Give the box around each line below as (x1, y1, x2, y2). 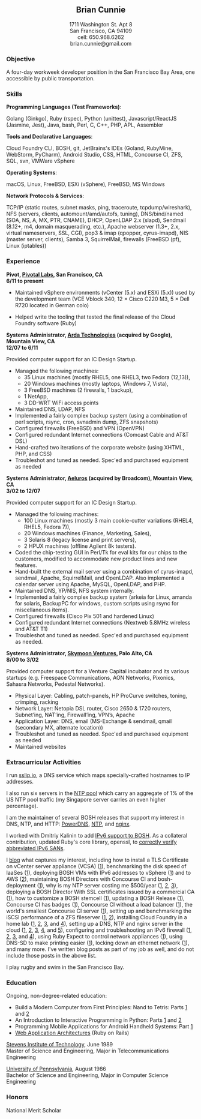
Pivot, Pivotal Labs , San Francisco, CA (6, 271, 103, 278)
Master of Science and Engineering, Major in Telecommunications (6, 1047, 169, 1055)
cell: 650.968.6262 (77, 33, 125, 41)
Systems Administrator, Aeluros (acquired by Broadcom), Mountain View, (6, 474, 193, 482)
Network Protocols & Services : (6, 192, 85, 200)
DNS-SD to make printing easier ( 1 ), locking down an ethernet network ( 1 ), (6, 939, 190, 946)
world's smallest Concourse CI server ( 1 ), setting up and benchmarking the (6, 907, 192, 914)
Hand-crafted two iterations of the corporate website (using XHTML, (14, 443, 185, 451)
